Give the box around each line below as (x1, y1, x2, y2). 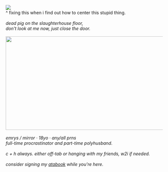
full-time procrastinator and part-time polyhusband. (5, 140, 113, 146)
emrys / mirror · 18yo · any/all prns (5, 135, 76, 141)
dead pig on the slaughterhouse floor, (5, 20, 84, 26)
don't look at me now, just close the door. (5, 25, 91, 31)
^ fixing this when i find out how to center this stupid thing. (5, 10, 126, 15)
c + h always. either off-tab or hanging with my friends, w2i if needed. (5, 151, 150, 157)
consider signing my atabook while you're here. (5, 161, 104, 167)
